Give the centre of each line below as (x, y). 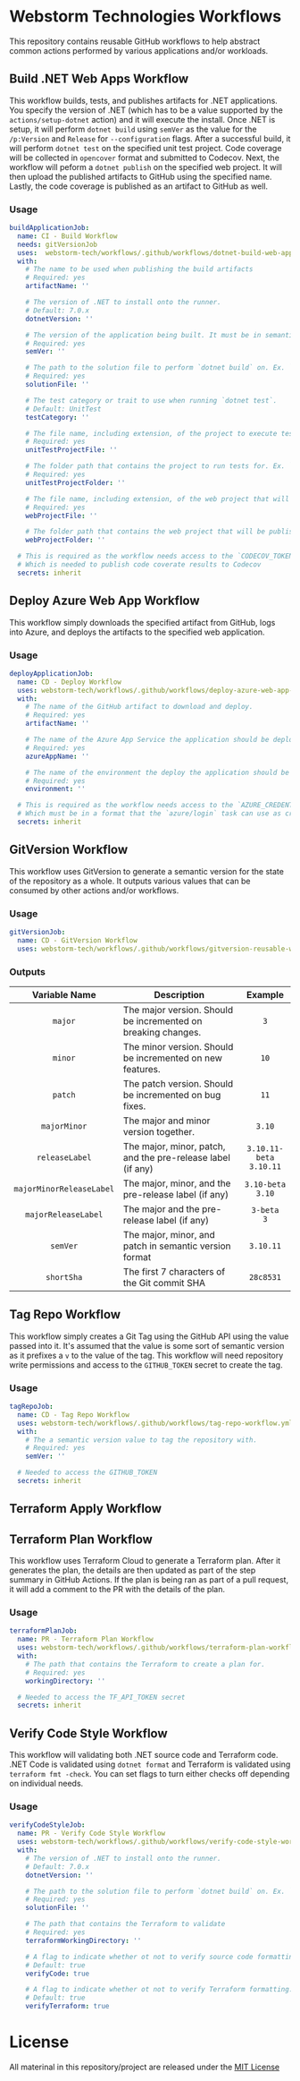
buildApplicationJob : (50, 228)
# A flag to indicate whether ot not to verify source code (139, 1957)
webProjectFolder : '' (65, 540)
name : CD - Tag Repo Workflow (73, 1415)
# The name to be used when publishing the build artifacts (139, 269)
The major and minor (167, 1121)
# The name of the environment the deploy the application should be (158, 772)
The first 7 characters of (175, 1271)
